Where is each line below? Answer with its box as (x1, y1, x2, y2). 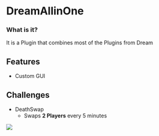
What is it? (6, 26, 38, 34)
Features (6, 56, 40, 67)
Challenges (6, 90, 50, 100)
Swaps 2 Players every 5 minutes (23, 112, 107, 119)
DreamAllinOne (6, 4, 84, 18)
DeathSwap (14, 106, 44, 113)
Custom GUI (14, 72, 46, 80)
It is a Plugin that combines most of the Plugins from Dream (6, 39, 154, 46)
